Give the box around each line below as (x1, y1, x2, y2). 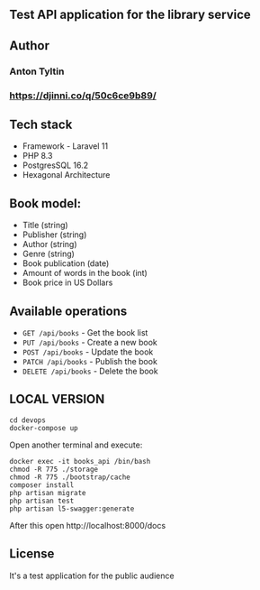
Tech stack (9, 117, 73, 133)
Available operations (9, 303, 128, 318)
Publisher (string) (22, 229, 87, 240)
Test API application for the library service (9, 7, 252, 23)
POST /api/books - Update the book (22, 346, 154, 357)
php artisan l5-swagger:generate (9, 504, 135, 513)
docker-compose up (9, 423, 78, 432)
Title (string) (22, 220, 69, 231)
